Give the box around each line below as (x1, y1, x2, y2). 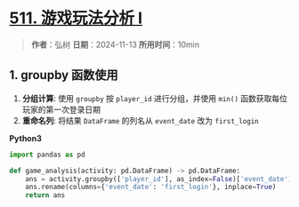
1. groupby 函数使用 (9, 68, 118, 83)
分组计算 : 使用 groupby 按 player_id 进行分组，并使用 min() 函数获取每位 (21, 92, 287, 103)
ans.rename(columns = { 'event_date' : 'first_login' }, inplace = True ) (25, 183, 277, 192)
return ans (25, 191, 66, 200)
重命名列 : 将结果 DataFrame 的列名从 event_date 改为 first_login (21, 115, 260, 125)
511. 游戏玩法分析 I (9, 8, 143, 28)
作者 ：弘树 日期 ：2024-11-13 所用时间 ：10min (30, 39, 200, 50)
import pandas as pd (9, 150, 86, 159)
